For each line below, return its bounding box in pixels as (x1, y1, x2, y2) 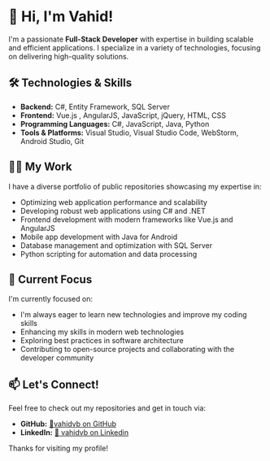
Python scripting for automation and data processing (20, 249, 198, 259)
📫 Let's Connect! (8, 377, 99, 391)
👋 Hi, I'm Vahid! (8, 7, 114, 26)
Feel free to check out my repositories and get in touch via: (8, 403, 206, 413)
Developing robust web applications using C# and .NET (20, 206, 206, 215)
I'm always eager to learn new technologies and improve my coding (20, 310, 247, 320)
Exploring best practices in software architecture (20, 336, 185, 346)
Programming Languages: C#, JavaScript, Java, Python (20, 119, 210, 128)
